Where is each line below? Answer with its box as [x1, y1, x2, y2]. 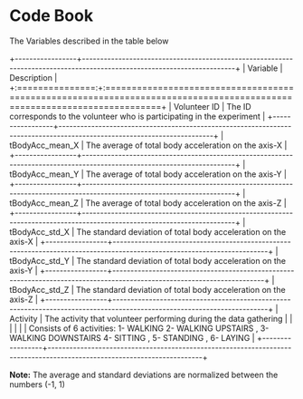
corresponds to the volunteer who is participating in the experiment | [9, 111, 266, 122]
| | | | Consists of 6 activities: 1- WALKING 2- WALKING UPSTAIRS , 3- [9, 323, 270, 334]
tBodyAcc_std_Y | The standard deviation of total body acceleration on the [9, 255, 287, 266]
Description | [9, 72, 58, 83]
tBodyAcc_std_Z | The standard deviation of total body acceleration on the [9, 284, 287, 295]
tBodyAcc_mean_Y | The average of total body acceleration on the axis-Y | [9, 169, 288, 180]
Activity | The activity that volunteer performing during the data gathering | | [9, 313, 293, 324]
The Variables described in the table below [9, 35, 169, 46]
